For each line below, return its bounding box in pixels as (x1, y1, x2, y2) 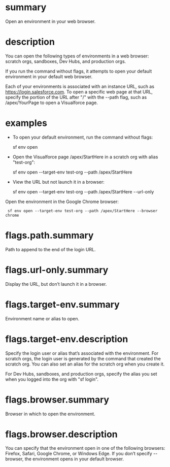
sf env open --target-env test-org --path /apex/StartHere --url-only (12, 188, 154, 194)
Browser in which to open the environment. (5, 411, 95, 417)
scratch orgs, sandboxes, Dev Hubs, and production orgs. (5, 58, 126, 64)
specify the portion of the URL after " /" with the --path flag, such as (5, 94, 147, 100)
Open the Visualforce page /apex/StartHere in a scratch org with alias (12, 154, 158, 160)
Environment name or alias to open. (5, 315, 80, 321)
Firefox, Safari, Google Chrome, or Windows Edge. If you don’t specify (5, 451, 152, 457)
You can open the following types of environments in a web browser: (5, 53, 149, 59)
